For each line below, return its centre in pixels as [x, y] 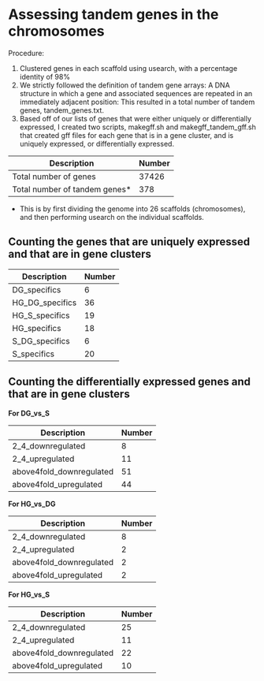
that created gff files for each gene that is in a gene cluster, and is [126, 135]
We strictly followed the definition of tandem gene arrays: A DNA [125, 85]
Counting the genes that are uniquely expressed [129, 242]
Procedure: [26, 53]
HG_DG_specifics [45, 303]
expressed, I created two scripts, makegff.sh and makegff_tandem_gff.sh [138, 127]
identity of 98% [45, 76]
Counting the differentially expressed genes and [129, 382]
